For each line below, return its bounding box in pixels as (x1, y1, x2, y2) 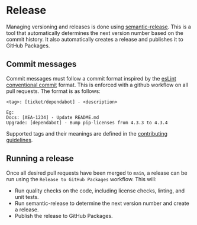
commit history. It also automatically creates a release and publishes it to (6, 36, 183, 43)
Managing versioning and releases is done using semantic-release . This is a (6, 23, 191, 30)
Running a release (6, 153, 74, 163)
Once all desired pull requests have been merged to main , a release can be (6, 169, 188, 176)
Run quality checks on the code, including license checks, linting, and (14, 187, 185, 194)
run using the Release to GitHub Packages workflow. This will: (6, 175, 157, 182)
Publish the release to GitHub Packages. (14, 212, 114, 219)
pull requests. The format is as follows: (6, 87, 101, 95)
